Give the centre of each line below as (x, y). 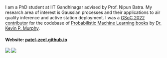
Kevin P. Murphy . (23, 28)
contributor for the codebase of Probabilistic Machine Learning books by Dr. (83, 23)
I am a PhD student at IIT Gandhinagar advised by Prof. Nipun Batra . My (79, 7)
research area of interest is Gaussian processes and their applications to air (83, 12)
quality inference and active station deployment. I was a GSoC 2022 (75, 18)
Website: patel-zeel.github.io (36, 40)
